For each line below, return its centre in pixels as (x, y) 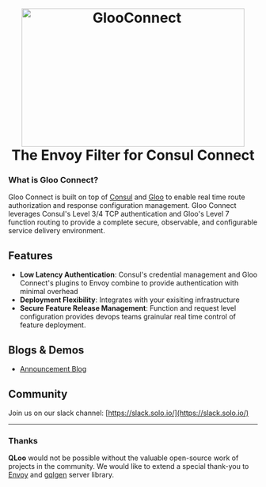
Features (30, 256)
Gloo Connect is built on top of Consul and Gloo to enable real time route (127, 197)
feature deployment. (53, 325)
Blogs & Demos (46, 350)
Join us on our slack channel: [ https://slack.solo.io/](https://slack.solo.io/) (129, 413)
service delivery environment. (57, 231)
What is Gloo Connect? (53, 180)
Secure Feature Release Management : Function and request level (128, 308)
